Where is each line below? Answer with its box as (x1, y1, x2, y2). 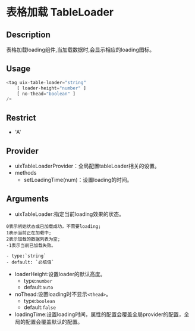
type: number (23, 277, 53, 284)
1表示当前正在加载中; (6, 230, 52, 236)
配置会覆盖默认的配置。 (25, 318, 83, 325)
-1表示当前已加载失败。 (6, 242, 56, 248)
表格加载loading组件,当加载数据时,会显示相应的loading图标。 (6, 46, 155, 53)
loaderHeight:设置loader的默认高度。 (14, 270, 106, 277)
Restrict (6, 113, 36, 123)
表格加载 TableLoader (6, 5, 114, 19)
